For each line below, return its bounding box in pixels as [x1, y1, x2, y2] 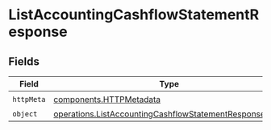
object [12, 110, 38, 118]
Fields [8, 55, 40, 68]
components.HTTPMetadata [53, 94, 161, 105]
